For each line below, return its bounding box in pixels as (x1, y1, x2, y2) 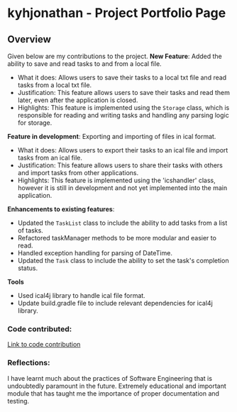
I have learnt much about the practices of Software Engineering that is (7, 374, 213, 382)
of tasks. (17, 226, 44, 235)
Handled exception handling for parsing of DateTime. (17, 249, 172, 257)
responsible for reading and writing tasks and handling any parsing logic (17, 111, 229, 119)
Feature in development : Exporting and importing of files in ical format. (7, 133, 216, 140)
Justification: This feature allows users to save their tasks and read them (17, 89, 231, 96)
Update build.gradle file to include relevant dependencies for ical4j (17, 299, 213, 307)
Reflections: (7, 358, 50, 368)
